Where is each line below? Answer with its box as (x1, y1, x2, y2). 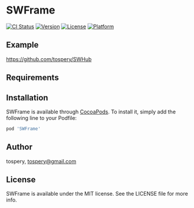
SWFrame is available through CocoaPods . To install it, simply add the (6, 108, 176, 115)
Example (6, 40, 39, 50)
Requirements (6, 73, 59, 83)
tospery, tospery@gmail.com (6, 157, 77, 165)
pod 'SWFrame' (6, 126, 41, 132)
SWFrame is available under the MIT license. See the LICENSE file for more (6, 190, 189, 197)
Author (6, 142, 32, 152)
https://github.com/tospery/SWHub (6, 55, 92, 62)
